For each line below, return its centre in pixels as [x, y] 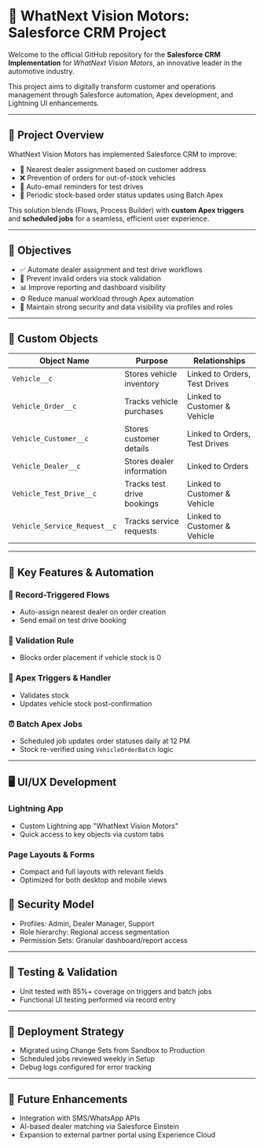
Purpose [152, 361]
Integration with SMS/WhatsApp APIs [80, 1118]
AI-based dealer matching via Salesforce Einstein [99, 1127]
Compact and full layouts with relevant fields [92, 871]
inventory [142, 384]
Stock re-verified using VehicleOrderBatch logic [96, 749]
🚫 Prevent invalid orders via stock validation [90, 278]
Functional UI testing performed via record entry [98, 999]
